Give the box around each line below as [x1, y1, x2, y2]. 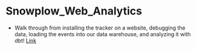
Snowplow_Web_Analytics [5, 4, 143, 18]
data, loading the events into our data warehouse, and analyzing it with [14, 30, 191, 37]
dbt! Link [14, 37, 37, 44]
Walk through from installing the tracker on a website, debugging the [14, 24, 186, 31]
